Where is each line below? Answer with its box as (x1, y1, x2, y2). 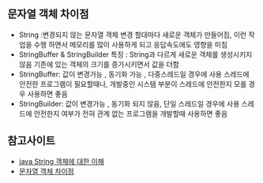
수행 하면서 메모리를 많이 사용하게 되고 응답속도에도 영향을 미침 (33, 39, 228, 49)
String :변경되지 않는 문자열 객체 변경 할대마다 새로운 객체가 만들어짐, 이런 (18, 30, 246, 39)
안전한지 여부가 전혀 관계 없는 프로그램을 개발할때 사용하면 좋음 (33, 109, 228, 118)
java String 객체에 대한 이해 (18, 156, 104, 166)
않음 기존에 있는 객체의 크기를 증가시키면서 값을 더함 (18, 59, 179, 69)
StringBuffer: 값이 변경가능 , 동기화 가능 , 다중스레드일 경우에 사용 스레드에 (18, 69, 250, 79)
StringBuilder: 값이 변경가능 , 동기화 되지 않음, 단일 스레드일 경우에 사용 (18, 99, 240, 108)
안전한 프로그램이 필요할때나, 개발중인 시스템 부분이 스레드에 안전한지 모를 (18, 79, 247, 88)
